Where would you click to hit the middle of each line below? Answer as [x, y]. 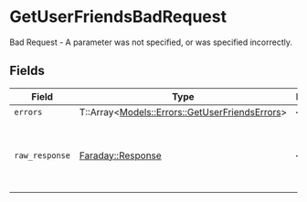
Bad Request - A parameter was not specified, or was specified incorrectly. [151, 42]
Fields [27, 71]
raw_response [42, 155]
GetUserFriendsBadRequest [118, 17]
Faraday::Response [120, 155]
